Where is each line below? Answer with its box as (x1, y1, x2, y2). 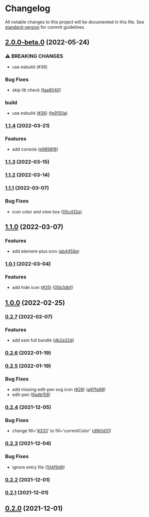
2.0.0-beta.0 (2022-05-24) (5, 38, 90, 47)
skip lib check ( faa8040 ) (12, 87, 62, 93)
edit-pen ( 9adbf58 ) (12, 392, 51, 397)
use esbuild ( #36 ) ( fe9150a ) (12, 110, 68, 116)
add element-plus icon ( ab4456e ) (12, 248, 80, 254)
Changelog (5, 3, 50, 14)
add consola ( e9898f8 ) (12, 146, 59, 152)
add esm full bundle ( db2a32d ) (12, 337, 74, 343)
